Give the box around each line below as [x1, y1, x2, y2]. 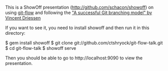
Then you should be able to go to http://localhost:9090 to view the [5, 55, 143, 61]
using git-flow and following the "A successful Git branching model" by [5, 10, 152, 16]
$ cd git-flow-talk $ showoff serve [5, 45, 76, 51]
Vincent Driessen [5, 15, 41, 21]
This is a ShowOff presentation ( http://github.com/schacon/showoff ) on [5, 5, 154, 10]
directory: [5, 30, 26, 36]
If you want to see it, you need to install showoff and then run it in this [5, 25, 149, 31]
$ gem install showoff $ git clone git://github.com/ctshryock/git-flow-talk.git [5, 40, 163, 46]
